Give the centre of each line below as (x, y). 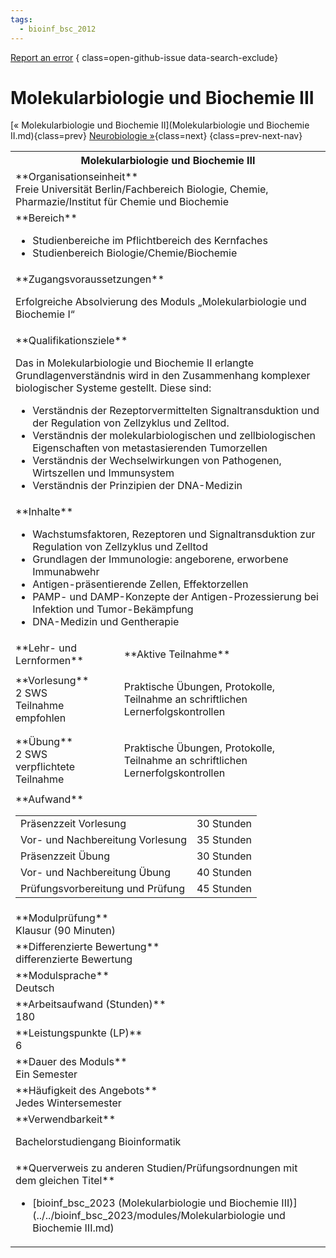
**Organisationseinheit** (77, 177)
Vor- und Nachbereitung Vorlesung (103, 840)
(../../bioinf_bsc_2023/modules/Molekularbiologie (148, 1216)
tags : (21, 19)
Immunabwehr (66, 572)
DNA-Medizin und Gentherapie (106, 622)
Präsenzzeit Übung (65, 856)
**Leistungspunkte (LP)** (79, 1033)
